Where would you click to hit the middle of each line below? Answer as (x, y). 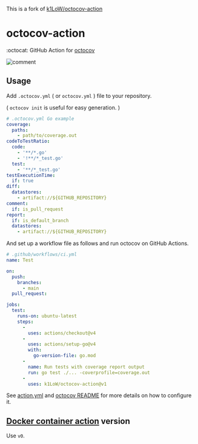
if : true (23, 181)
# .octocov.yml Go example (40, 119)
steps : (25, 322)
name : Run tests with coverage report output (87, 367)
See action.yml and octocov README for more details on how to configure (99, 395)
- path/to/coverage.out (47, 136)
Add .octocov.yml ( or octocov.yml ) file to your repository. (79, 95)
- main (31, 288)
